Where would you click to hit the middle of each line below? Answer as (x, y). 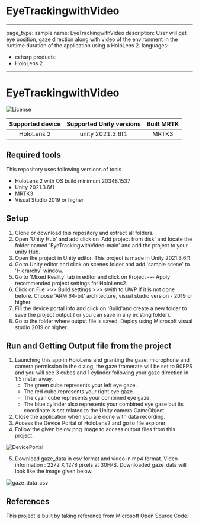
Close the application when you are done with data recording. (90, 417)
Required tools (33, 155)
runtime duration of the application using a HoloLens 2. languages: (87, 45)
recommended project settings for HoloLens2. (71, 283)
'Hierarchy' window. (39, 271)
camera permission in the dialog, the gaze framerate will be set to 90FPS (103, 367)
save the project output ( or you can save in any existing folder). (93, 314)
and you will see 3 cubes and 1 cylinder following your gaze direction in (102, 373)
